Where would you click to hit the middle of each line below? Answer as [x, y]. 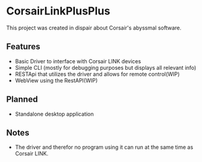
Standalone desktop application [54, 114]
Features [23, 47]
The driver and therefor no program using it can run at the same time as [104, 147]
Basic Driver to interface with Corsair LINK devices [78, 61]
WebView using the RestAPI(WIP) [56, 80]
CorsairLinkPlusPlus [58, 11]
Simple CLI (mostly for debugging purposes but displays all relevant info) [106, 67]
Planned [22, 100]
